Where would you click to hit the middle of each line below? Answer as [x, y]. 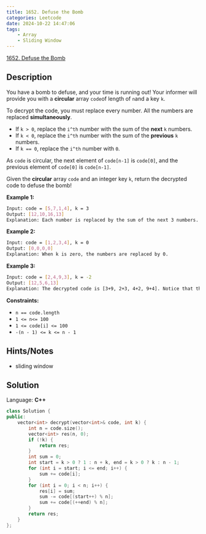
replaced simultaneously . [39, 117]
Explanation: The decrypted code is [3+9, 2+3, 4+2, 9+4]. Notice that [100, 288]
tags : [13, 29]
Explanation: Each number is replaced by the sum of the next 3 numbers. [103, 220]
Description [29, 77]
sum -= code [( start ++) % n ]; [76, 497]
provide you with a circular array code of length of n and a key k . [86, 98]
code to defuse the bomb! [39, 185]
